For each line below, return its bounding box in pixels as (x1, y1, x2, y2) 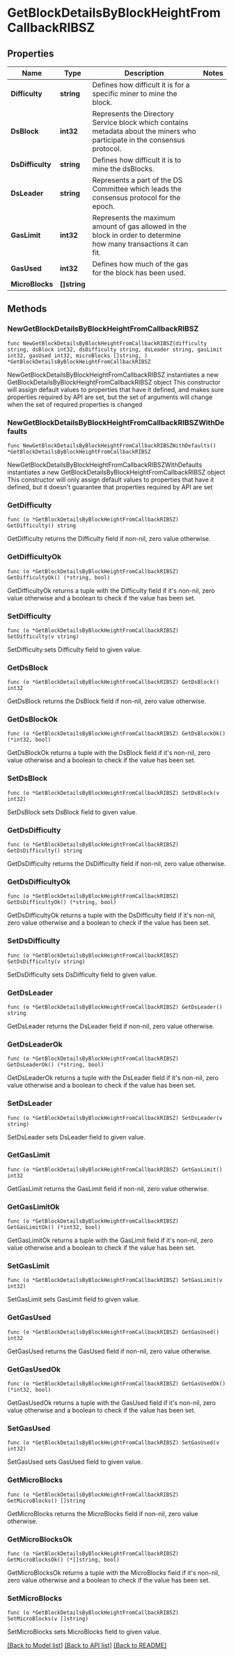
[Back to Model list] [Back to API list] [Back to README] (7, 1641, 167, 1650)
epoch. (92, 201, 115, 211)
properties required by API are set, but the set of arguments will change (7, 393, 213, 401)
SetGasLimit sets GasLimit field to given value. (7, 1295, 141, 1304)
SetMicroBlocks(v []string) (7, 1615, 89, 1622)
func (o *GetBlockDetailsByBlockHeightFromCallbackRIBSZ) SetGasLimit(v (7, 1277, 223, 1284)
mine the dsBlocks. (92, 164, 155, 173)
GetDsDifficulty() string (7, 847, 82, 854)
